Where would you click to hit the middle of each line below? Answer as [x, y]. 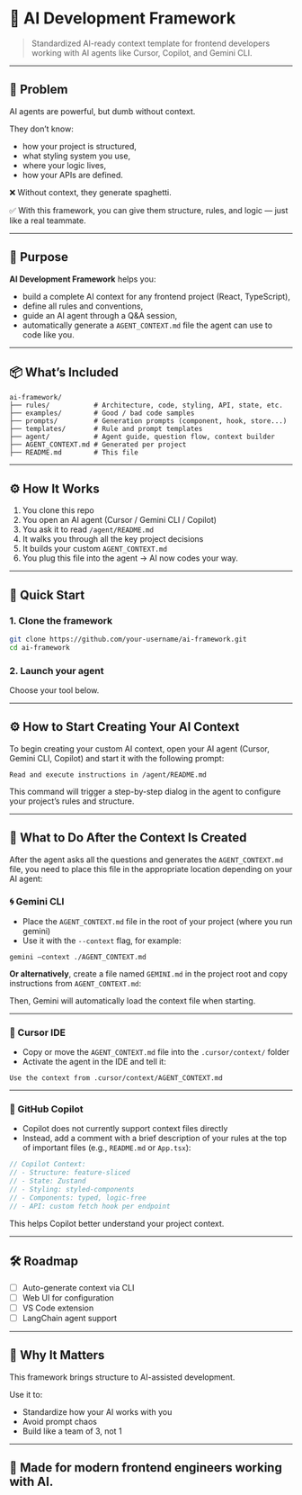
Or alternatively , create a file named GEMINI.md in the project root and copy [148, 973]
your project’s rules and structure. [72, 801]
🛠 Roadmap [44, 1261]
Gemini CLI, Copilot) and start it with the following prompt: [117, 758]
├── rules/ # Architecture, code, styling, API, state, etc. [146, 405]
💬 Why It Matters [57, 1355]
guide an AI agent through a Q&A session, [100, 315]
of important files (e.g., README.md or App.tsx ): [107, 1148]
